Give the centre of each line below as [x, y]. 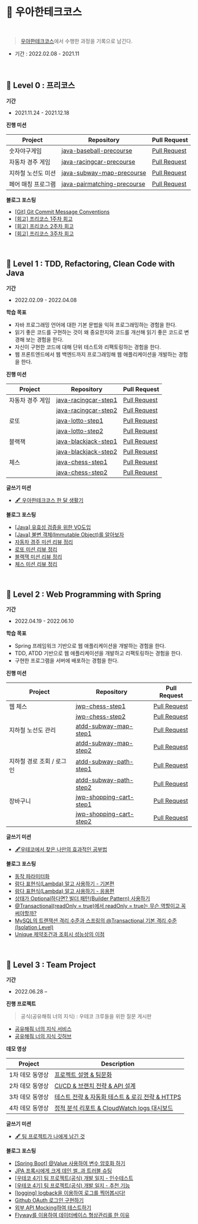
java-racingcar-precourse [98, 161]
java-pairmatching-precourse [103, 184]
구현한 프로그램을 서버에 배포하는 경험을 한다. [67, 661]
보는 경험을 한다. [44, 339]
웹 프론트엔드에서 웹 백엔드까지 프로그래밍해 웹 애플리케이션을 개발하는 [96, 354]
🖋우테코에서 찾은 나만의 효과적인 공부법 [61, 849]
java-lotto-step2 [80, 431]
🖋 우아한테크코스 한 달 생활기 [49, 500]
